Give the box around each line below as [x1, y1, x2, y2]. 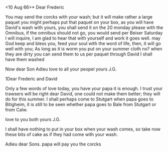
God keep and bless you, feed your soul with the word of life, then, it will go [5, 40, 161, 46]
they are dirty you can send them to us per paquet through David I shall [5, 51, 152, 57]
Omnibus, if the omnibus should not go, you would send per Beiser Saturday [5, 30, 163, 35]
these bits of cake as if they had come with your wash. [5, 131, 118, 137]
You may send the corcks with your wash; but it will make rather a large [5, 14, 153, 19]
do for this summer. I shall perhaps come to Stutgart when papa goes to [5, 96, 154, 102]
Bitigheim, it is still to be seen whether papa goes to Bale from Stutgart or [5, 101, 156, 107]
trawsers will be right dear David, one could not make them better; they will [5, 91, 160, 96]
